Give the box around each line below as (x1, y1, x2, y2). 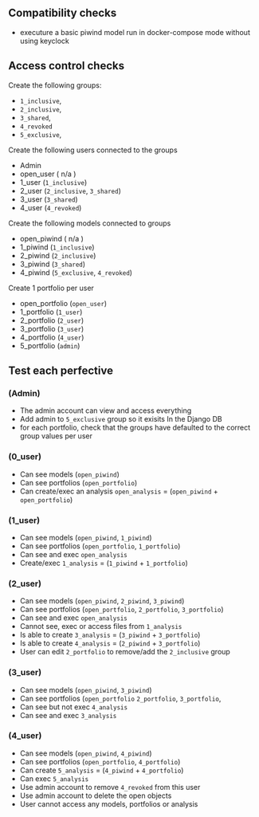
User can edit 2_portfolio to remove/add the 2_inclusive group (19, 647, 231, 657)
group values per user (19, 431, 93, 441)
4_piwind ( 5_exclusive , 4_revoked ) (19, 267, 133, 277)
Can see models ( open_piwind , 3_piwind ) (19, 685, 153, 694)
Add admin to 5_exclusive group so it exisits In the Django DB (19, 414, 222, 424)
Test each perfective (8, 364, 114, 378)
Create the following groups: (8, 80, 102, 90)
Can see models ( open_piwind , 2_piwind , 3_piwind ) (19, 596, 185, 606)
